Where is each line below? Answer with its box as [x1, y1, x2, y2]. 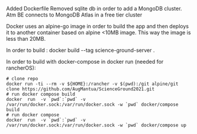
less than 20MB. [6, 35, 46, 42]
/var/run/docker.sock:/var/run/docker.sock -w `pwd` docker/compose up [6, 122, 186, 128]
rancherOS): [6, 64, 36, 71]
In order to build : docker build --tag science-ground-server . [6, 47, 155, 54]
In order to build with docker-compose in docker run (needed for [6, 58, 164, 65]
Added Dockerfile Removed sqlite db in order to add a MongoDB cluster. [6, 5, 182, 12]
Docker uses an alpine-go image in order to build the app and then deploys [6, 23, 189, 30]
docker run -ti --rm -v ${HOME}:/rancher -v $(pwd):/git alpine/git [6, 81, 179, 87]
